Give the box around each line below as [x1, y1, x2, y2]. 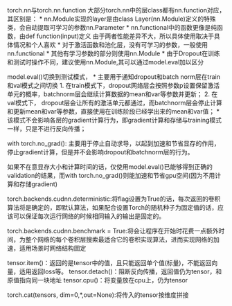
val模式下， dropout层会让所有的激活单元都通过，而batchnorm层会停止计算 [7, 99, 223, 107]
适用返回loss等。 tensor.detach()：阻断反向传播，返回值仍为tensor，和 [19, 267, 222, 276]
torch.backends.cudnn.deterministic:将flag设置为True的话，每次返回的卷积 [7, 195, 221, 203]
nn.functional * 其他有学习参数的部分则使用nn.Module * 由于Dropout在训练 [7, 49, 220, 57]
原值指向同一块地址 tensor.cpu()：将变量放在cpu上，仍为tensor [7, 276, 188, 284]
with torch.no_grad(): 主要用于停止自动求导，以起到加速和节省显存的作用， [7, 139, 220, 147]
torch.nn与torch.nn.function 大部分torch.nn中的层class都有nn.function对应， [7, 6, 226, 14]
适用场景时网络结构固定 [19, 244, 87, 252]
